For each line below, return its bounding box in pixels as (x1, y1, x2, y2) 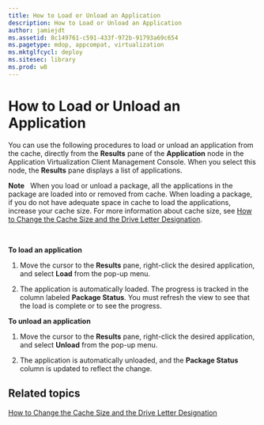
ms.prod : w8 (8, 63, 47, 71)
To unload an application (8, 316, 91, 325)
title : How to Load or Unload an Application (8, 11, 160, 20)
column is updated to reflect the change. (19, 363, 153, 373)
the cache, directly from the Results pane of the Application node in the (8, 148, 244, 158)
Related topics (8, 387, 81, 400)
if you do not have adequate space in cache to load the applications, (8, 197, 232, 207)
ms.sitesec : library (8, 56, 77, 64)
